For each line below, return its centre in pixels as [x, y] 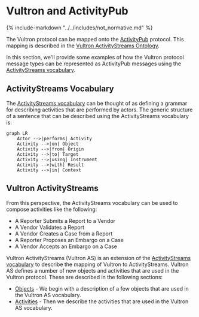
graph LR [17, 133]
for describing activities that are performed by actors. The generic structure [99, 110]
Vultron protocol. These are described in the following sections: [85, 277]
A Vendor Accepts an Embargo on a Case [66, 246]
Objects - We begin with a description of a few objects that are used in [102, 288]
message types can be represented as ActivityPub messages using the [94, 64]
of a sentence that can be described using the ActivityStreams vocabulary [98, 116]
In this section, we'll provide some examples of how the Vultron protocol [95, 57]
